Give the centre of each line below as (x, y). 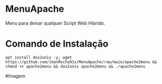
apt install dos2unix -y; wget (39, 57)
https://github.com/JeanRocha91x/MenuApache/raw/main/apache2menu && (81, 62)
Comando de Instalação (57, 44)
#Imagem (15, 76)
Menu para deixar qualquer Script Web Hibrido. (55, 23)
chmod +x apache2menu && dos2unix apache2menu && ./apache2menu (75, 66)
